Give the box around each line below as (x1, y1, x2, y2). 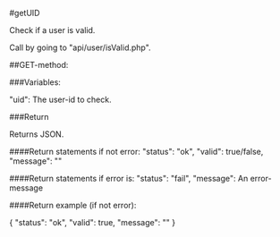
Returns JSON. (9, 129, 64, 140)
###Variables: (9, 77, 61, 88)
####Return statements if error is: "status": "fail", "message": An (9, 174, 249, 183)
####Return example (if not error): (9, 200, 137, 210)
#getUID (9, 8, 40, 18)
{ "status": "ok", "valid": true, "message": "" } (9, 217, 176, 227)
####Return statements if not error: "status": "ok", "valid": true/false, (9, 147, 264, 157)
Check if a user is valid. (9, 25, 96, 35)
